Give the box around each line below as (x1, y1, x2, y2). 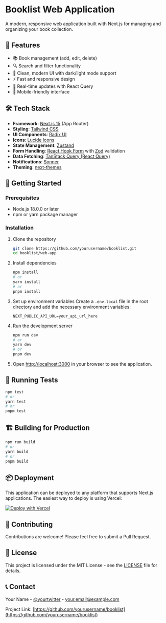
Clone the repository (12, 236, 56, 242)
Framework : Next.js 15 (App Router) (12, 120, 89, 126)
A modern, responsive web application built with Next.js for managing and (5, 21, 161, 27)
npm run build (5, 440, 36, 445)
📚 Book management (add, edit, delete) (12, 55, 97, 61)
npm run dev (12, 332, 38, 337)
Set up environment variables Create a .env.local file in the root (12, 298, 148, 304)
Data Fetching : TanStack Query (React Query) (12, 153, 111, 159)
